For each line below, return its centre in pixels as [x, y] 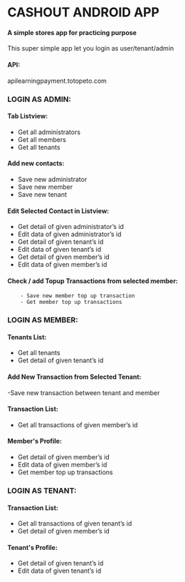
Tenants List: [27, 337]
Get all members [42, 139]
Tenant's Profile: [33, 547]
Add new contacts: [36, 163]
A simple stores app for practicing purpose [72, 32]
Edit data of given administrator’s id [70, 234]
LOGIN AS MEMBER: [43, 320]
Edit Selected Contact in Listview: [58, 210]
